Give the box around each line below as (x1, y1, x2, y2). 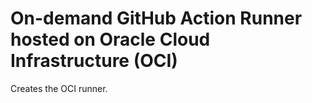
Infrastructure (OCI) (10, 50, 178, 72)
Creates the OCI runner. (10, 82, 108, 94)
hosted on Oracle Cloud (10, 28, 211, 51)
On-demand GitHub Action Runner (10, 7, 303, 30)
